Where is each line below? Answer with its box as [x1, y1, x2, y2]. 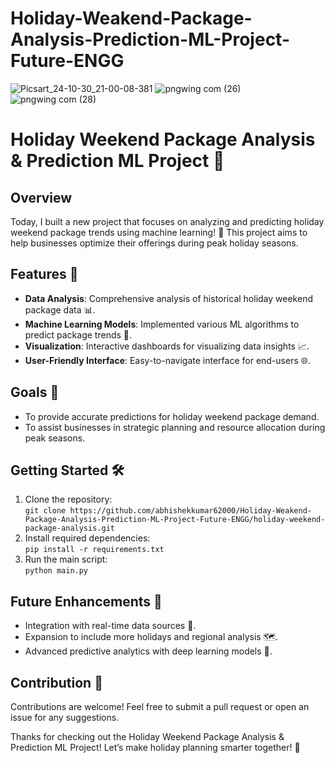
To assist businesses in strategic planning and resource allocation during [24, 421, 326, 433]
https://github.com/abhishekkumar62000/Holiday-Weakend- [69, 506, 312, 516]
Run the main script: [24, 553, 108, 566]
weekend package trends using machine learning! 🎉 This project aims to [10, 226, 308, 238]
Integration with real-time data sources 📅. [24, 620, 197, 632]
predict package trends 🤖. [24, 328, 133, 341]
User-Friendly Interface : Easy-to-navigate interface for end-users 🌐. [24, 354, 311, 366]
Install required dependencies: [24, 532, 151, 544]
